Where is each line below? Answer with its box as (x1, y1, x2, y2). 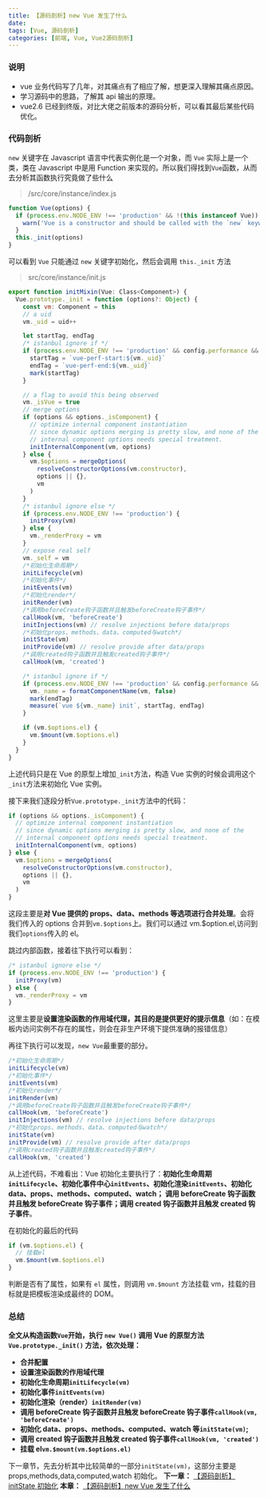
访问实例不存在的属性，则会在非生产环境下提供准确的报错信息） (22, 1024, 232, 1034)
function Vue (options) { (8, 204, 91, 212)
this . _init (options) (15, 234, 84, 242)
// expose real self (22, 546, 91, 554)
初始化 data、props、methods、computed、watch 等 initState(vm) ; (19, 1425, 249, 1434)
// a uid (22, 310, 52, 318)
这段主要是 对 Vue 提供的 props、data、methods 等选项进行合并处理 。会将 (8, 909, 254, 918)
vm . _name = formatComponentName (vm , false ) (29, 687, 177, 695)
